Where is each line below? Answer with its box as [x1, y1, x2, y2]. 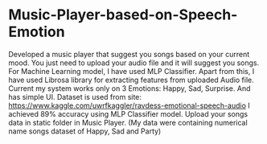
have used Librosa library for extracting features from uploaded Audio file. [8, 75, 255, 84]
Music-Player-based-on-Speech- [8, 6, 238, 24]
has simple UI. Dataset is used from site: [8, 92, 142, 101]
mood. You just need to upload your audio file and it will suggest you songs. [8, 58, 260, 68]
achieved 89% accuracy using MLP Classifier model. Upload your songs [8, 109, 248, 118]
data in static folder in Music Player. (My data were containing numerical [8, 117, 248, 127]
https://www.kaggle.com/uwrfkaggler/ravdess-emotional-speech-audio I [8, 101, 251, 110]
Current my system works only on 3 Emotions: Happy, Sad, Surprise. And [8, 83, 251, 93]
